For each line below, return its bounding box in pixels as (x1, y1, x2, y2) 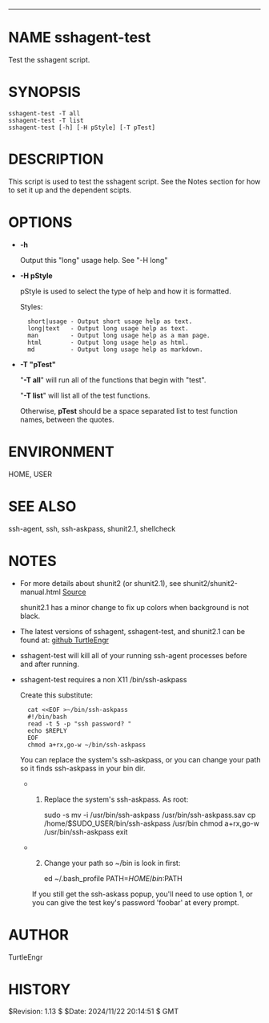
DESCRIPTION (8, 150, 104, 168)
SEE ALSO (8, 497, 77, 516)
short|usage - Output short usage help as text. (27, 317, 193, 325)
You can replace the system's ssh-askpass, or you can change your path (19, 754, 261, 764)
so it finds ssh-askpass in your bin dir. (19, 763, 146, 773)
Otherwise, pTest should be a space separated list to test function (19, 406, 238, 415)
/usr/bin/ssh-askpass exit (43, 827, 128, 836)
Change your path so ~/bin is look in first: (43, 858, 181, 867)
